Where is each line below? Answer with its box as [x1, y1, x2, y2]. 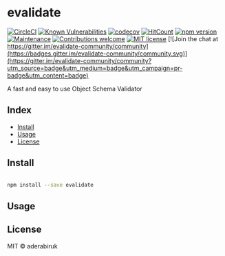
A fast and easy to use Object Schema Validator [7, 84, 142, 93]
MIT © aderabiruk [7, 242, 58, 250]
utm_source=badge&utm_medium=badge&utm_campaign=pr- [7, 64, 183, 72]
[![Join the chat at [167, 34, 219, 43]
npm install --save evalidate [7, 181, 94, 188]
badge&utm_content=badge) [7, 71, 89, 80]
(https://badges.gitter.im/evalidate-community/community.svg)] [7, 49, 188, 58]
